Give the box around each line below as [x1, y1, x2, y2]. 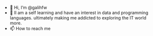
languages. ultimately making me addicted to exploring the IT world [9, 15, 147, 20]
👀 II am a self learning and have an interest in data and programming [9, 10, 149, 16]
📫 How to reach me [9, 26, 51, 31]
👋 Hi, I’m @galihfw [9, 5, 47, 10]
